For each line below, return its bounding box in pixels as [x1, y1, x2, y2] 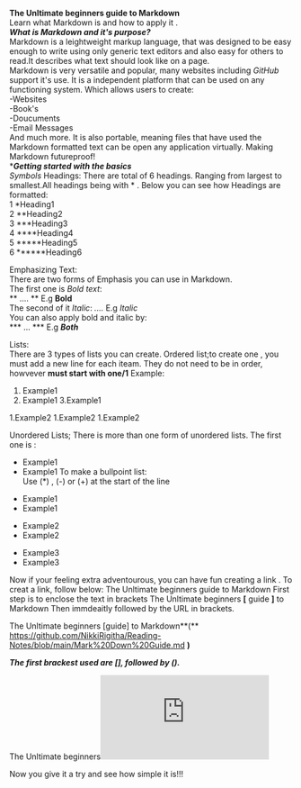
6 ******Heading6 [9, 247, 83, 258]
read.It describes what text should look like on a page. [9, 56, 210, 66]
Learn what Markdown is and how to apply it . [9, 17, 178, 28]
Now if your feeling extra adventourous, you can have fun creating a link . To [9, 575, 293, 584]
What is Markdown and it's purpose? [9, 27, 151, 37]
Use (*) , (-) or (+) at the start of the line [22, 476, 171, 486]
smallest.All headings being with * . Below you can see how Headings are [9, 180, 281, 190]
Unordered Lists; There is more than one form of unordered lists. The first [9, 430, 282, 440]
